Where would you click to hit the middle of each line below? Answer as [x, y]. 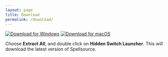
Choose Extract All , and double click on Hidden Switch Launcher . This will [84, 44]
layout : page [19, 10]
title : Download [22, 15]
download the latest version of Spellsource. [51, 49]
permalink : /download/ [29, 19]
